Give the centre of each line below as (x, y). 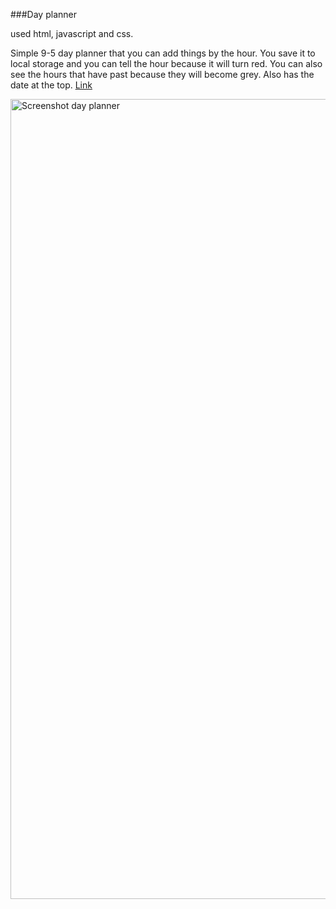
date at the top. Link (51, 85)
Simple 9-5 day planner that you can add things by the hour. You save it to (163, 53)
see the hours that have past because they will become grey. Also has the (162, 74)
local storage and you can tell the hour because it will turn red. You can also (166, 63)
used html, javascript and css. (72, 33)
